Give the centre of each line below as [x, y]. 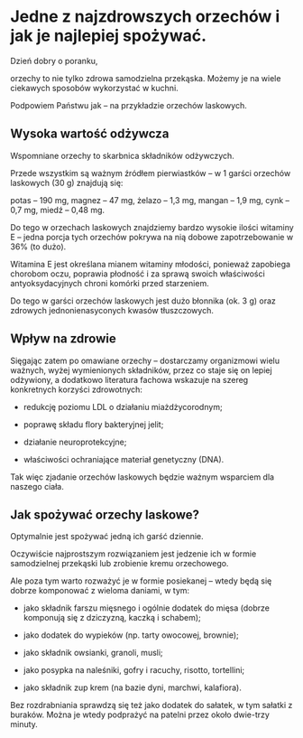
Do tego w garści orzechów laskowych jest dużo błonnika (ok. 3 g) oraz [143, 301]
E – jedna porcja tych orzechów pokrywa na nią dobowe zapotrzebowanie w [152, 237]
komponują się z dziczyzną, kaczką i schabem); [112, 618]
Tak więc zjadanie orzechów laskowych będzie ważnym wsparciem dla [142, 477]
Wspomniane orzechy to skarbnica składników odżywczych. [123, 155]
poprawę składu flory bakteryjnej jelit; [93, 424]
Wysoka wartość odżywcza [90, 134]
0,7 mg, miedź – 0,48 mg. [58, 210]
